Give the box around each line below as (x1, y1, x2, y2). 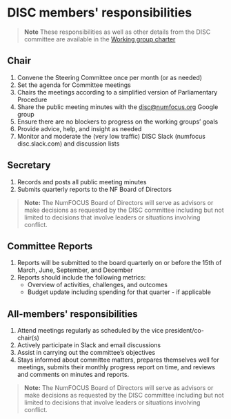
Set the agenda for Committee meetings (17, 81, 131, 89)
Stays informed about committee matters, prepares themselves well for (17, 355, 219, 364)
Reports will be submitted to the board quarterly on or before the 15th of (17, 259, 222, 267)
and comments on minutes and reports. (17, 371, 130, 379)
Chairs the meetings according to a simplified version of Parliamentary (17, 88, 218, 96)
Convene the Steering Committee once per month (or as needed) (17, 73, 202, 81)
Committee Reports (7, 240, 93, 252)
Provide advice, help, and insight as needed (17, 124, 142, 133)
